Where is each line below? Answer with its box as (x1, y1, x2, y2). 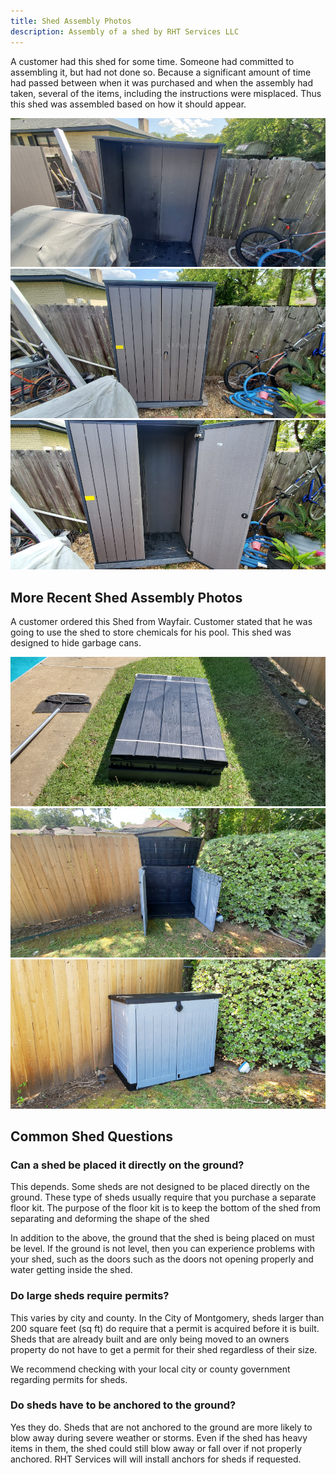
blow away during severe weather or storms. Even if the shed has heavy (10, 1431, 308, 1444)
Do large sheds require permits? (10, 1289, 170, 1303)
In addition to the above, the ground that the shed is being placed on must (10, 1232, 315, 1244)
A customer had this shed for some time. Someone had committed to (10, 55, 295, 67)
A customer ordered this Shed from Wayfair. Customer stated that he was (10, 615, 313, 627)
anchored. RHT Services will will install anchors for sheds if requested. (10, 1453, 302, 1465)
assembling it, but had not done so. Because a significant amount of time (10, 66, 312, 78)
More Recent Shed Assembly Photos (10, 589, 243, 606)
